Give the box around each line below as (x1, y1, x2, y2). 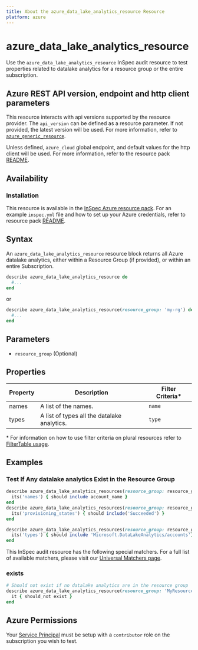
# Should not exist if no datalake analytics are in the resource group (6, 583, 189, 589)
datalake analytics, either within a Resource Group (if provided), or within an (6, 256, 191, 263)
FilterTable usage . (6, 440, 49, 448)
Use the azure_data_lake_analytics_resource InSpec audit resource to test (6, 59, 188, 66)
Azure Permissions (6, 615, 78, 626)
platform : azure (6, 14, 46, 20)
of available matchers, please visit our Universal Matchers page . (6, 554, 162, 561)
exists (6, 569, 24, 577)
